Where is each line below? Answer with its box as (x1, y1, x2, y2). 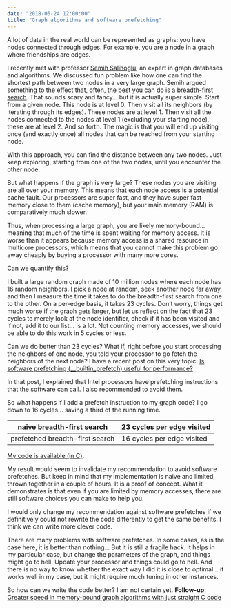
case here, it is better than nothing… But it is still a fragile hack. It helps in (7, 543, 215, 551)
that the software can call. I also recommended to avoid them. (7, 385, 183, 393)
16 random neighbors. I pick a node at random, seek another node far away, (7, 285, 223, 293)
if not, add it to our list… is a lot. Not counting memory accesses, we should (7, 321, 222, 330)
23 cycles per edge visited (121, 422, 211, 432)
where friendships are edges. (7, 50, 91, 59)
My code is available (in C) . (7, 451, 85, 459)
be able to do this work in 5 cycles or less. (7, 329, 127, 337)
